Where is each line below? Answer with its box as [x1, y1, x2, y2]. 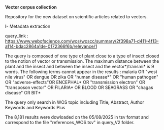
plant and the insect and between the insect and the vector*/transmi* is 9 [5, 64, 154, 69]
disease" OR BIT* [5, 90, 41, 95]
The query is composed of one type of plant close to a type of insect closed [5, 53, 160, 59]
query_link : [5, 33, 29, 39]
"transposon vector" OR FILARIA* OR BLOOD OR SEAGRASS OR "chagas [5, 85, 154, 90]
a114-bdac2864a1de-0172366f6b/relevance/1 [5, 43, 98, 49]
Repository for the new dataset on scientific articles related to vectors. [5, 14, 148, 19]
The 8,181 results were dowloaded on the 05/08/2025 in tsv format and [5, 114, 149, 120]
